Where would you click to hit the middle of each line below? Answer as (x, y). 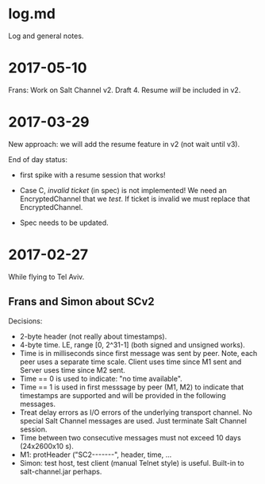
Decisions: (25, 321)
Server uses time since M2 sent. (72, 370)
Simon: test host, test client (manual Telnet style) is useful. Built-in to (132, 463)
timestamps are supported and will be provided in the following (123, 395)
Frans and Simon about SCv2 (81, 302)
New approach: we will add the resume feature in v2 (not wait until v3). (124, 144)
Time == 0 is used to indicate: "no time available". (101, 378)
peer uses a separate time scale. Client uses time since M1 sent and (131, 362)
